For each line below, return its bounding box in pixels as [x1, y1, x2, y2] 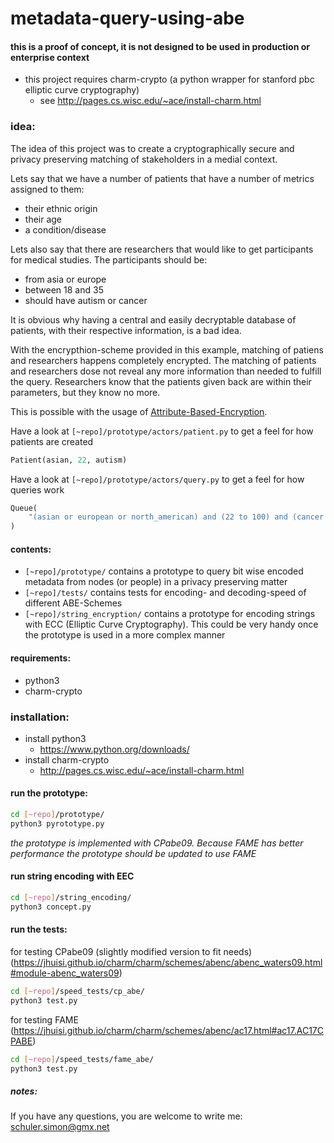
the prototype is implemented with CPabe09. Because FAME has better [10, 837, 304, 849]
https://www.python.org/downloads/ [39, 743, 190, 755]
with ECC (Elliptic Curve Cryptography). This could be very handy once [24, 618, 319, 631]
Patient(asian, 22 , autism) [10, 455, 128, 465]
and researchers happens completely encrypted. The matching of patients [10, 354, 317, 366]
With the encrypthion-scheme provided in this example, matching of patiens [10, 343, 324, 356]
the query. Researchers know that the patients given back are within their [10, 375, 312, 387]
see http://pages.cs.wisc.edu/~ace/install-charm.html [39, 95, 262, 107]
